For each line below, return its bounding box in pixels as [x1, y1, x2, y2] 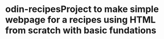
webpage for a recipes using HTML [5, 14, 156, 25]
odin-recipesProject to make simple [5, 3, 159, 15]
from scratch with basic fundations [5, 25, 156, 36]
